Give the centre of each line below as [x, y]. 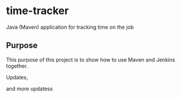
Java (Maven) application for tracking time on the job [70, 27]
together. [17, 66]
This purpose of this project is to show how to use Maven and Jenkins [91, 59]
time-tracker [37, 11]
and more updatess [30, 89]
